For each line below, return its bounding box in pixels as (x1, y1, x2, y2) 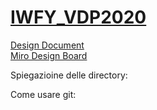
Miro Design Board (10, 49, 88, 61)
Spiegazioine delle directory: (10, 69, 128, 81)
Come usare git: (10, 88, 77, 100)
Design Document (10, 39, 85, 51)
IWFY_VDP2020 (10, 6, 147, 29)
